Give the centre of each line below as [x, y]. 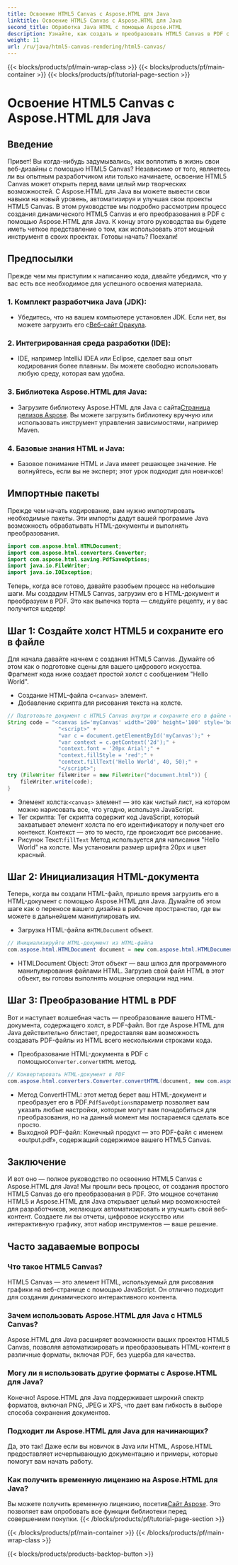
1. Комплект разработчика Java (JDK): [77, 302]
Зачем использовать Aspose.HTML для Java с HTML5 [105, 1316]
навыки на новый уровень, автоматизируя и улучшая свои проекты [110, 199]
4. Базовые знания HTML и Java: [66, 448]
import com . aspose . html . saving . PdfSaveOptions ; [79, 559]
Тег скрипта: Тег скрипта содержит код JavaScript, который [108, 817]
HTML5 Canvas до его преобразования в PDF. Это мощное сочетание [113, 1194]
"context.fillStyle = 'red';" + [106, 755]
